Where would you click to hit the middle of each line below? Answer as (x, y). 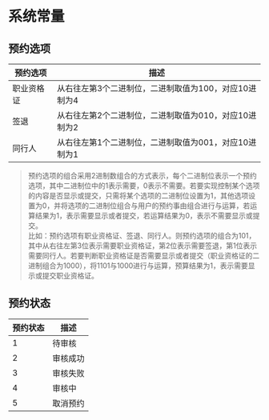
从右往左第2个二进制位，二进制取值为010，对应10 (153, 115)
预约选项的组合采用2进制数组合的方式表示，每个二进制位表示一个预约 (143, 176)
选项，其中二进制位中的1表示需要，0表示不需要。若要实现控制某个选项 (144, 186)
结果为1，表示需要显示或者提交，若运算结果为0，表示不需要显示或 (144, 216)
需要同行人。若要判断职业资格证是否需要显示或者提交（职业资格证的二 (144, 256)
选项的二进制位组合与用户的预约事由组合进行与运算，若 (159, 206)
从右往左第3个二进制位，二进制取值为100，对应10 (153, 88)
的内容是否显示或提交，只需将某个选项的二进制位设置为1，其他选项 (138, 196)
